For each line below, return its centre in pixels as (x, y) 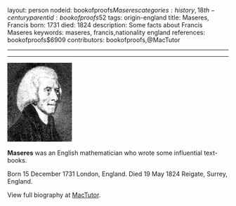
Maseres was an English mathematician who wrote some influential (105, 153)
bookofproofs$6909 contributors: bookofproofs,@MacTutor (94, 40)
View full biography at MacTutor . (54, 195)
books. (17, 160)
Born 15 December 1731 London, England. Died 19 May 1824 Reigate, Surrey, (118, 174)
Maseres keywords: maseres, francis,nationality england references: (106, 32)
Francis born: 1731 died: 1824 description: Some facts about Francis (105, 25)
